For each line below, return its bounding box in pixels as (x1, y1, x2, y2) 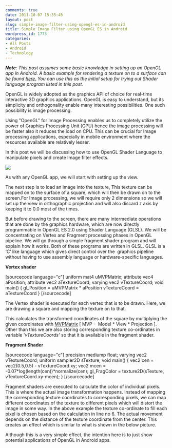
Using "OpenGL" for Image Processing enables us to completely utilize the (5, 117, 163, 123)
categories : (5, 36, 31, 42)
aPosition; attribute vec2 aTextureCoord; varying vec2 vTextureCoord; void (5, 279, 164, 285)
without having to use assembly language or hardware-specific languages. (5, 254, 164, 260)
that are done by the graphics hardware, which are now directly (5, 221, 140, 227)
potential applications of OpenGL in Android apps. (5, 437, 111, 443)
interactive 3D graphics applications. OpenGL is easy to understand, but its (5, 96, 164, 103)
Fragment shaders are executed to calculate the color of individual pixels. (5, 383, 161, 389)
